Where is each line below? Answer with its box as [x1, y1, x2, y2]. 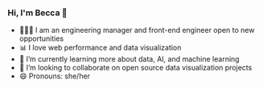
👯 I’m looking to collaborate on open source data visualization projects [18, 63, 253, 73]
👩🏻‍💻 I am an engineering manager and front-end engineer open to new [18, 26, 255, 35]
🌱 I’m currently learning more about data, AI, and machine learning [18, 54, 240, 64]
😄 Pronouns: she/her [18, 71, 90, 81]
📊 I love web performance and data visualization [18, 43, 182, 53]
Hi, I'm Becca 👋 [7, 7, 68, 18]
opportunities [18, 34, 64, 43]
